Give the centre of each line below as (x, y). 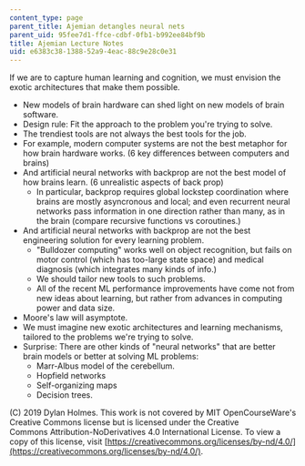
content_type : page (46, 18)
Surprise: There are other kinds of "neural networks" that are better (149, 347)
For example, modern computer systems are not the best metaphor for (155, 144)
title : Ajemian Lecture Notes (67, 43)
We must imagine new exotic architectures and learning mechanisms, (153, 328)
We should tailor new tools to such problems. (121, 279)
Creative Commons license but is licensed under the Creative (124, 422)
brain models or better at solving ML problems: (110, 357)
